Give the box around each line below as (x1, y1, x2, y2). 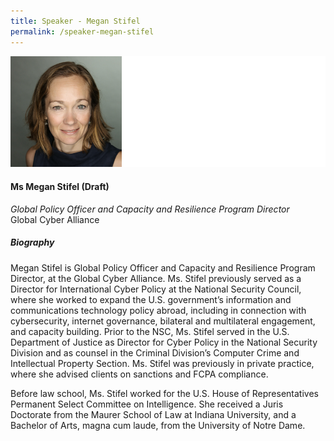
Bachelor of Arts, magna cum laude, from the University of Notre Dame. (10, 419, 306, 431)
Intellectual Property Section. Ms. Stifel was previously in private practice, (10, 357, 315, 369)
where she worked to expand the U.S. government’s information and (10, 293, 292, 305)
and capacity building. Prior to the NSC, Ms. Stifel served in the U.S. (10, 325, 290, 337)
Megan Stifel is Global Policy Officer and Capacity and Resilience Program (10, 261, 316, 274)
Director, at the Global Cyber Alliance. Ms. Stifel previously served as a (10, 272, 302, 284)
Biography (10, 236, 55, 249)
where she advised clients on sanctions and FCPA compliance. (10, 368, 269, 380)
